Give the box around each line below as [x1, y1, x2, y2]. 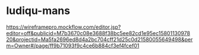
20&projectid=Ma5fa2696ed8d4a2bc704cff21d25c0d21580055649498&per [6, 36, 193, 43]
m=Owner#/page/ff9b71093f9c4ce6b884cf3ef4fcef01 [6, 42, 140, 49]
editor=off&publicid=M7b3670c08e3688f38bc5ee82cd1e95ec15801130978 [6, 29, 191, 36]
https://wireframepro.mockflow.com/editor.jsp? [6, 23, 121, 30]
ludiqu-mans [6, 4, 70, 18]
